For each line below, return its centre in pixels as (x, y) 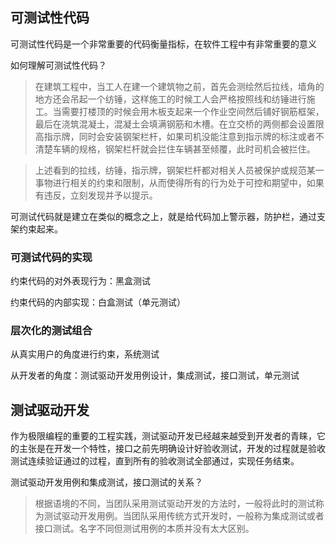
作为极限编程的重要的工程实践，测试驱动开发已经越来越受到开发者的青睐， (163, 436)
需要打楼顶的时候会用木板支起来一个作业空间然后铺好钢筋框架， (193, 111)
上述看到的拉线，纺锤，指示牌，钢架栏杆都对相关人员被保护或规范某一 (179, 170)
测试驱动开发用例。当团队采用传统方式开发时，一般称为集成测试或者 (184, 516)
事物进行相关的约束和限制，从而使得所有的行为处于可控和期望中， (170, 182)
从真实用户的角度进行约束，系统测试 (85, 354)
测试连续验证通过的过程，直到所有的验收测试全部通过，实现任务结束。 (155, 461)
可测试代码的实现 (51, 257)
